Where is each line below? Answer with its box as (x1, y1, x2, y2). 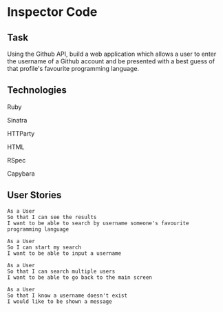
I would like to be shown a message (7, 298, 112, 305)
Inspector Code (7, 4, 98, 20)
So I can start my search (7, 244, 81, 251)
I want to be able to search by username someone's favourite (7, 220, 189, 227)
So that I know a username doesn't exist (7, 292, 128, 299)
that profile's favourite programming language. (7, 65, 140, 72)
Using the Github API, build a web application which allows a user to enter (7, 50, 217, 58)
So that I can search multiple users (7, 268, 116, 275)
